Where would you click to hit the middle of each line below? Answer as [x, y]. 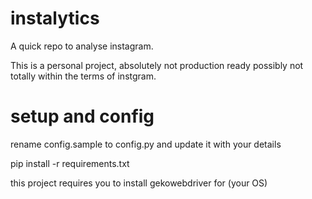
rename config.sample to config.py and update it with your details [146, 144]
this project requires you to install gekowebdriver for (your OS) [139, 183]
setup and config [82, 116]
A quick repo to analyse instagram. [82, 46]
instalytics [55, 18]
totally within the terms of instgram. [83, 76]
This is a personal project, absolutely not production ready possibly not [157, 65]
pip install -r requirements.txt [70, 163]
